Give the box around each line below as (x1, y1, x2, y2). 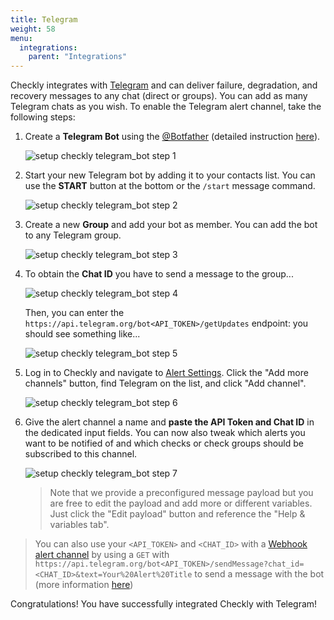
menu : (10, 33, 33, 43)
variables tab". (49, 519, 110, 531)
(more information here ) (34, 579, 134, 591)
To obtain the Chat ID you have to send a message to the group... (24, 268, 294, 280)
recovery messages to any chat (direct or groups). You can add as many (10, 90, 308, 102)
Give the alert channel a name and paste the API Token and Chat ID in (24, 416, 315, 428)
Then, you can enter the (24, 307, 125, 319)
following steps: (10, 111, 76, 123)
